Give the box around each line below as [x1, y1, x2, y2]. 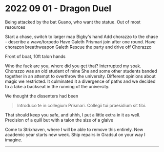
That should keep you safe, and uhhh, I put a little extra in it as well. [5, 112, 141, 117]
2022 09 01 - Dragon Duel [5, 3, 111, 14]
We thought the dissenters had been [5, 93, 79, 99]
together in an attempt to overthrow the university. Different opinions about [5, 73, 156, 79]
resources [5, 24, 25, 30]
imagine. [5, 137, 22, 143]
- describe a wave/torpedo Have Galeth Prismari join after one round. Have [5, 38, 156, 44]
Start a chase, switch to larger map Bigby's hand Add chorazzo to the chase [5, 34, 158, 39]
